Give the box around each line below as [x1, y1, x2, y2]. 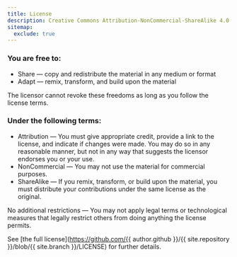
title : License [7, 10, 52, 18]
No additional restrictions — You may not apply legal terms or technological [7, 206, 228, 215]
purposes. [17, 169, 48, 178]
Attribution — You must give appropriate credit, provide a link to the [17, 132, 214, 140]
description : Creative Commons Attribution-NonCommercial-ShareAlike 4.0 [7, 17, 230, 24]
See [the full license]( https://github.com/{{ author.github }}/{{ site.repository [7, 234, 230, 243]
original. [17, 192, 42, 200]
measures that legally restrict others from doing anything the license [7, 213, 207, 222]
